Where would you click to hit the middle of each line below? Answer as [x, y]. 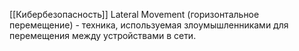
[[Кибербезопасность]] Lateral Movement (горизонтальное [134, 14]
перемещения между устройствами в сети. [103, 35]
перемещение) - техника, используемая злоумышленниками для [149, 25]
